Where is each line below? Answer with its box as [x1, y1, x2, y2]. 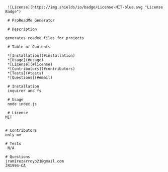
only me [5, 132, 22, 137]
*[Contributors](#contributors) [7, 66, 75, 71]
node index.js [7, 102, 37, 107]
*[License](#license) [7, 62, 53, 67]
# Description [7, 27, 37, 32]
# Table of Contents [7, 44, 51, 49]
